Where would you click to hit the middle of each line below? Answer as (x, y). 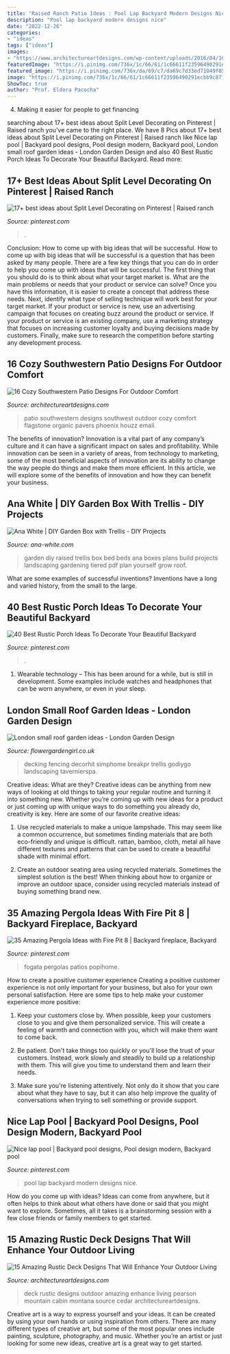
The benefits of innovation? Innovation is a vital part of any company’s (106, 438)
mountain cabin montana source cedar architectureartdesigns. (112, 1300)
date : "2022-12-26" (35, 26)
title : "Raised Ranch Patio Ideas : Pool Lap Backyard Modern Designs (110, 13)
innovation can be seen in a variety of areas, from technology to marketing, (113, 453)
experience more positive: (44, 1002)
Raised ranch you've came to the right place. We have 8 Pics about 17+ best (114, 130)
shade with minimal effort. (54, 856)
